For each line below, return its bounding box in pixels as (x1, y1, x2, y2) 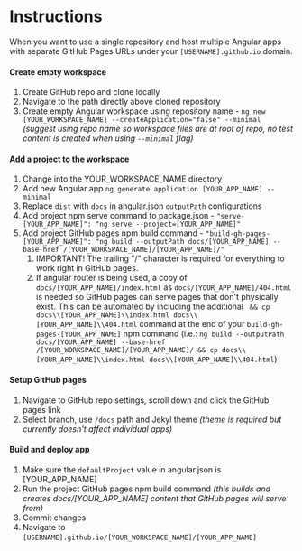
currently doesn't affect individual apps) (22, 423, 173, 434)
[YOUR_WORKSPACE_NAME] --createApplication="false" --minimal (22, 116, 261, 125)
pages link (22, 404, 61, 415)
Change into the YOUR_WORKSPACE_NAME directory (22, 173, 223, 184)
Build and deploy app (9, 444, 90, 455)
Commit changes (22, 512, 87, 523)
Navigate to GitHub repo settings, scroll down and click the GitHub (22, 395, 270, 406)
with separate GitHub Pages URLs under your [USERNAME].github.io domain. (9, 45, 293, 56)
